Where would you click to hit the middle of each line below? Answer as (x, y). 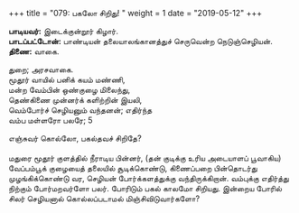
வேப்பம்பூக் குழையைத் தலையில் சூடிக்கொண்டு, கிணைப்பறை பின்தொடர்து (133, 168)
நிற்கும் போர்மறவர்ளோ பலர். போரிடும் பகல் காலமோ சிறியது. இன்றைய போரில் (145, 188)
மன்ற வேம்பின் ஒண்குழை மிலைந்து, (70, 90)
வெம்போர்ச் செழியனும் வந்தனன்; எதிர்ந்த (80, 110)
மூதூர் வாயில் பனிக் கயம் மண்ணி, (67, 79)
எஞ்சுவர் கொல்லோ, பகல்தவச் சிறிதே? (75, 138)
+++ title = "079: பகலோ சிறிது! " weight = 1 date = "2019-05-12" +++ (135, 13)
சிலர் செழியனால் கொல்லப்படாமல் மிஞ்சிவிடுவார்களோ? (104, 199)
